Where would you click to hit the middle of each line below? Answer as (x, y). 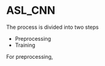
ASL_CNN (31, 10)
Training (25, 45)
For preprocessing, (30, 56)
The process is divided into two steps (52, 27)
